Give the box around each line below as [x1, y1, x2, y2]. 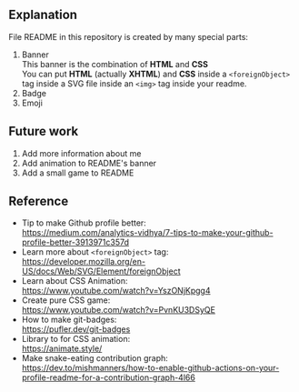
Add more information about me [21, 147, 142, 158]
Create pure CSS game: [21, 295, 111, 306]
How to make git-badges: [21, 314, 117, 326]
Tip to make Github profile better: [21, 217, 146, 228]
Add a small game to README [21, 167, 135, 178]
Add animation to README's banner [21, 157, 156, 168]
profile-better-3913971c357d [21, 236, 129, 248]
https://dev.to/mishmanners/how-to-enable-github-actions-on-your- [21, 363, 280, 374]
